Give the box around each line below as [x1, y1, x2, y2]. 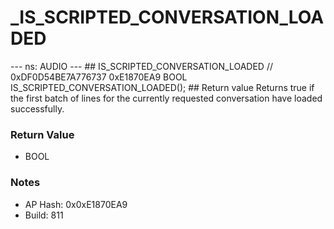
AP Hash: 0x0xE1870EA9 [24, 198, 128, 210]
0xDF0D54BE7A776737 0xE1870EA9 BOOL [10, 71, 188, 83]
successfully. [10, 102, 65, 115]
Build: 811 [24, 209, 64, 221]
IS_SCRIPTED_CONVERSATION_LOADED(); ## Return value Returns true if [10, 81, 315, 93]
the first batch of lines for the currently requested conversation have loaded [10, 92, 323, 104]
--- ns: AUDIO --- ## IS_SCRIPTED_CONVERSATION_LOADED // [10, 60, 273, 72]
